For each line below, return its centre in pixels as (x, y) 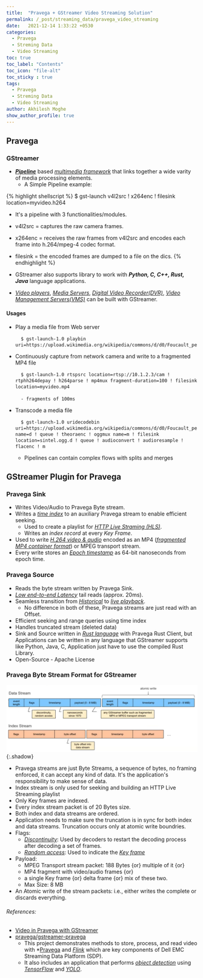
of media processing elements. (54, 178)
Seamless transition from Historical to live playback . (80, 601)
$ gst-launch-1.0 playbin (53, 339)
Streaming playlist (38, 794)
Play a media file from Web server (57, 327)
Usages (16, 313)
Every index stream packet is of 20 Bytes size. (73, 807)
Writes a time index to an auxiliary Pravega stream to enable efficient (101, 514)
